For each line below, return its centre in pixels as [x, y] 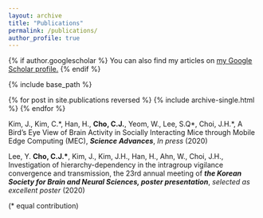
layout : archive [35, 16]
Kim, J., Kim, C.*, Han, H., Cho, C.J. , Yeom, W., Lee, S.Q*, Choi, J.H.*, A [126, 124]
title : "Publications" [46, 23]
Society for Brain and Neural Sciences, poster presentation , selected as [130, 182]
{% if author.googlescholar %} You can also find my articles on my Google [130, 61]
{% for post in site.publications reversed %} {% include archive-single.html [131, 100]
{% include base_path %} [50, 85]
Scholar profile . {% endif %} [55, 69]
